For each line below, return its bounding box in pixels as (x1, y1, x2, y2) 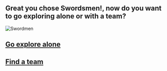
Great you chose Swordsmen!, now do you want (5, 4, 162, 13)
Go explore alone (5, 40, 61, 49)
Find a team (5, 57, 44, 66)
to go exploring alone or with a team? (5, 12, 126, 21)
